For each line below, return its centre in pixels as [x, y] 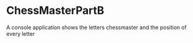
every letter [21, 33]
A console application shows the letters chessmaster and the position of [96, 27]
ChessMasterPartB [55, 11]
